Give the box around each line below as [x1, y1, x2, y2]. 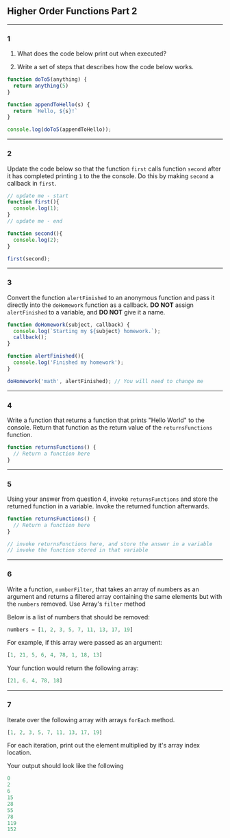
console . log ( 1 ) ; [13, 205, 60, 212]
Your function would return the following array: [7, 664, 139, 672]
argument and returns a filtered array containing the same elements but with [7, 592, 222, 600]
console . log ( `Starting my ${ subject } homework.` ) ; [13, 328, 161, 334]
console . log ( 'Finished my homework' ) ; [13, 359, 125, 366]
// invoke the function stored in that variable [7, 547, 149, 554]
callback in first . [7, 179, 57, 187]
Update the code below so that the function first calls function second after [7, 164, 221, 173]
